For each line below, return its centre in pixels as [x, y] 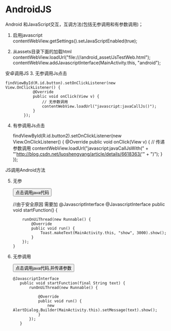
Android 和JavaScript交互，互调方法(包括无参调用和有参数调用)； [74, 24]
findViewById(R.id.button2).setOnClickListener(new [67, 136]
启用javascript [27, 35]
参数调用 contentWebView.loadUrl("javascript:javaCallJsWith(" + [80, 148]
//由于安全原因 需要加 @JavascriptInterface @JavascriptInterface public [89, 204]
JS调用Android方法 [25, 170]
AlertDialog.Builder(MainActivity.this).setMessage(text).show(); [85, 310]
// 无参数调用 [55, 102]
